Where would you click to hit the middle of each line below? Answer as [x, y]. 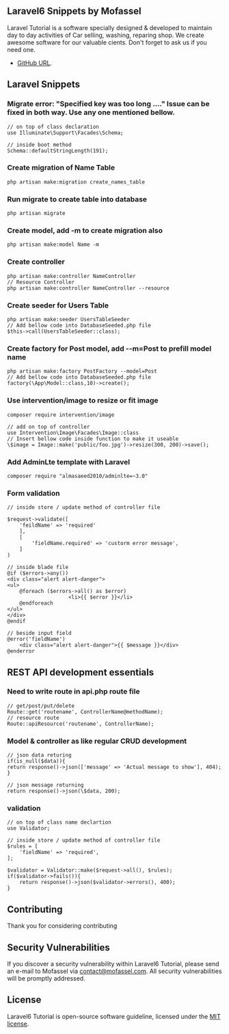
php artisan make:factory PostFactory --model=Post [82, 371]
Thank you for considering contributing [62, 926]
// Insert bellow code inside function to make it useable [93, 439]
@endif [16, 621]
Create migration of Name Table [61, 168]
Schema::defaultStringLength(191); [58, 151]
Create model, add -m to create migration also [85, 231]
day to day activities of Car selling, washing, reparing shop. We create [106, 35]
